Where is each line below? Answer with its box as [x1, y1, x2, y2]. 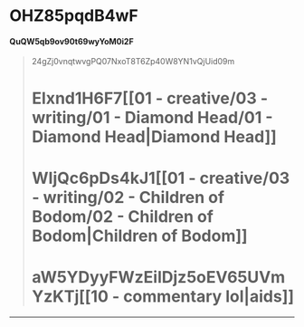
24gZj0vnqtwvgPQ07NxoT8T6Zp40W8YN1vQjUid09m [31, 56, 235, 67]
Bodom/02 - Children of [31, 206, 214, 226]
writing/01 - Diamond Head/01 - [31, 107, 273, 128]
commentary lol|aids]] [123, 286, 295, 306]
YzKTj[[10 [31, 286, 109, 306]
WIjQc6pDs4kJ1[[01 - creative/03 [31, 168, 290, 188]
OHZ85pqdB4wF [9, 5, 138, 26]
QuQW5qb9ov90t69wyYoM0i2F [9, 35, 134, 46]
